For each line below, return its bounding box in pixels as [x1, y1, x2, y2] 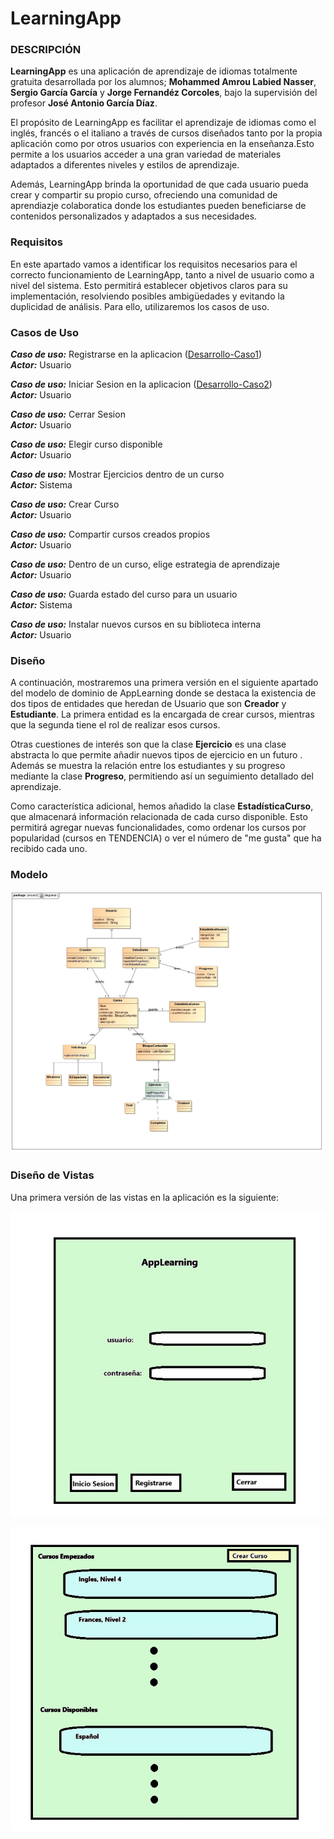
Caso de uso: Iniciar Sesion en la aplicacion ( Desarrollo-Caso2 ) [10, 378, 273, 391]
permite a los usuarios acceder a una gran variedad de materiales [10, 148, 282, 161]
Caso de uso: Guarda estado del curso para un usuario [10, 588, 238, 601]
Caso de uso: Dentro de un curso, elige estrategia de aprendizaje [10, 558, 281, 571]
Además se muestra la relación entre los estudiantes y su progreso [10, 760, 286, 772]
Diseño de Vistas [10, 1168, 95, 1182]
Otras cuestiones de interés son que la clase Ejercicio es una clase [10, 738, 287, 751]
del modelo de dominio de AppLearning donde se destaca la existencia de [10, 687, 317, 699]
